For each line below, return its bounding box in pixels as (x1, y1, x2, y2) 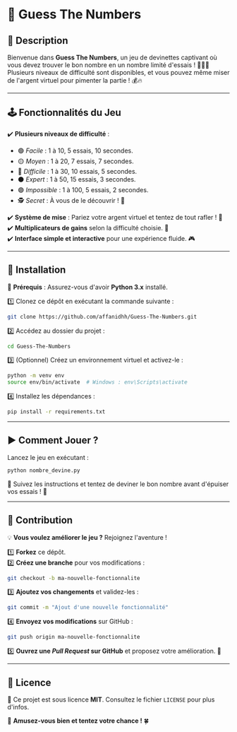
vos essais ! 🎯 (7, 487, 47, 495)
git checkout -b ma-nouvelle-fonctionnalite (7, 574, 140, 582)
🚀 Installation (7, 264, 66, 276)
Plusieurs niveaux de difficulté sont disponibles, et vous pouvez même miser (7, 69, 231, 76)
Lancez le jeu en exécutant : (7, 453, 90, 461)
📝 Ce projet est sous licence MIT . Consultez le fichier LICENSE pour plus (7, 695, 215, 704)
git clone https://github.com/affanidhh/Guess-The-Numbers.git (7, 313, 197, 320)
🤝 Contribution (7, 514, 73, 526)
